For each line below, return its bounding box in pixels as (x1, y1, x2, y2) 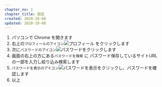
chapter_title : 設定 (4, 12, 45, 17)
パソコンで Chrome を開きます (11, 35, 73, 40)
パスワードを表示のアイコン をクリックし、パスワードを (11, 65, 153, 71)
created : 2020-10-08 (4, 16, 47, 21)
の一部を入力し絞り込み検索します (11, 59, 80, 65)
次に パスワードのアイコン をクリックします (11, 47, 117, 52)
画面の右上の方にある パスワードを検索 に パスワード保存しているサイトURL (11, 53, 158, 59)
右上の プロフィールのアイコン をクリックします (11, 41, 130, 47)
